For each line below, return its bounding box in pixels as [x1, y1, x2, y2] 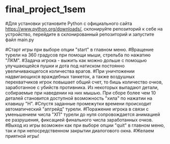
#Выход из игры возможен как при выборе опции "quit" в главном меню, [5, 122, 165, 128]
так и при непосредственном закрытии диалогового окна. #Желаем [5, 127, 154, 133]
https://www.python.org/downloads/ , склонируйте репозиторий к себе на [5, 25, 163, 32]
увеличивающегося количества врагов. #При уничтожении [5, 68, 135, 74]
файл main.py [5, 37, 34, 43]
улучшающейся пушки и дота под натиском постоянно [5, 63, 125, 69]
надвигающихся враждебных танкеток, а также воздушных [5, 73, 135, 79]
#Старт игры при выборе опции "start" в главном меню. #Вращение [5, 46, 154, 52]
